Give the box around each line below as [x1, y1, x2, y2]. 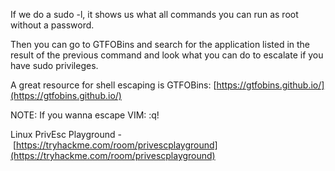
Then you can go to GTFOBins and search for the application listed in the [10, 39, 311, 50]
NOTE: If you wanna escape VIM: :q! [10, 109, 160, 121]
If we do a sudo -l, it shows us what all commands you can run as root [10, 9, 299, 20]
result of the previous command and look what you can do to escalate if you [10, 49, 324, 61]
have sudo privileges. [10, 60, 99, 71]
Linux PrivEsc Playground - [10, 129, 122, 140]
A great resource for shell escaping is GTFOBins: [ [10, 79, 217, 91]
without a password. [10, 19, 95, 31]
